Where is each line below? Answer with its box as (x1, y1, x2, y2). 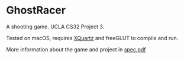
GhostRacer (6, 4, 66, 17)
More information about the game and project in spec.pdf (6, 45, 146, 53)
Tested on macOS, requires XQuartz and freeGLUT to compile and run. (6, 34, 179, 41)
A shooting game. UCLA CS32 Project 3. (6, 23, 105, 30)
